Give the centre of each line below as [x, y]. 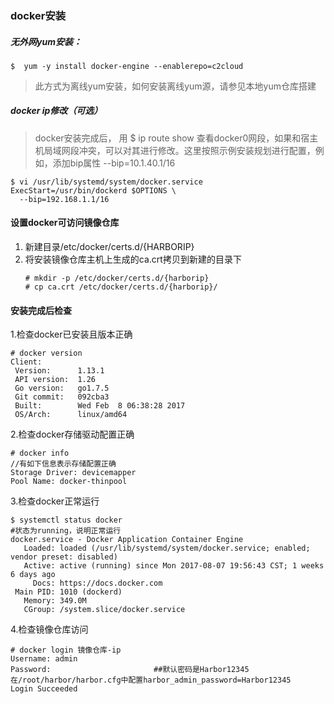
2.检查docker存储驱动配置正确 [72, 434]
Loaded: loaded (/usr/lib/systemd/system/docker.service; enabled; [167, 548]
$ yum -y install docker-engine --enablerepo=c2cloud [127, 66]
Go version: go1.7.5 [62, 388]
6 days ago [33, 575]
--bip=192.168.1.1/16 [64, 199]
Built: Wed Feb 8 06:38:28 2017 [100, 406]
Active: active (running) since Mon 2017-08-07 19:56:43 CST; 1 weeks [174, 566]
